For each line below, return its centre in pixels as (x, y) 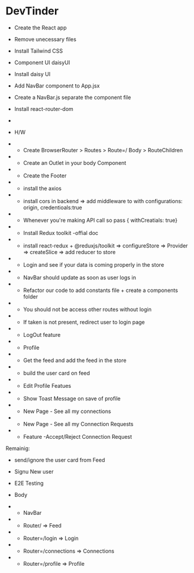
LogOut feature (42, 334)
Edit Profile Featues (47, 385)
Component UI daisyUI (42, 62)
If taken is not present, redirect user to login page (84, 322)
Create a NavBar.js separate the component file (73, 97)
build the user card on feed (56, 373)
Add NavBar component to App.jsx (57, 86)
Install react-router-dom (44, 108)
